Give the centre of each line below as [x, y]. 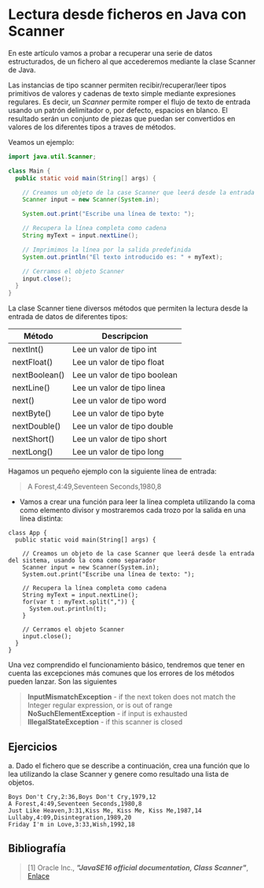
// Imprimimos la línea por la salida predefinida [107, 250]
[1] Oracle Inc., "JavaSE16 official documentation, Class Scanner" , [138, 868]
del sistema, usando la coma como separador [82, 561]
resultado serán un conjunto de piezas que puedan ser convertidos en [122, 118]
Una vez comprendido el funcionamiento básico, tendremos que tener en [126, 665]
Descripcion [125, 336]
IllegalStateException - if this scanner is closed [105, 722]
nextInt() [28, 350]
